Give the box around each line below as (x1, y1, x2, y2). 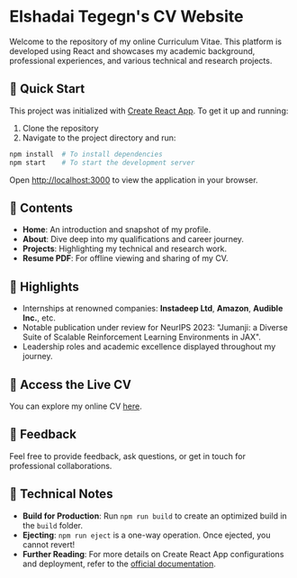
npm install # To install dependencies (9, 149, 164, 158)
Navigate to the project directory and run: (22, 132, 176, 143)
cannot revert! (22, 538, 76, 550)
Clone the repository (22, 122, 99, 133)
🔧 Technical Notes (9, 486, 113, 501)
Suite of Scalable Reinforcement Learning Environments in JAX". (22, 331, 261, 343)
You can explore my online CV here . (9, 401, 142, 411)
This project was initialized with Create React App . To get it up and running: (9, 105, 289, 116)
